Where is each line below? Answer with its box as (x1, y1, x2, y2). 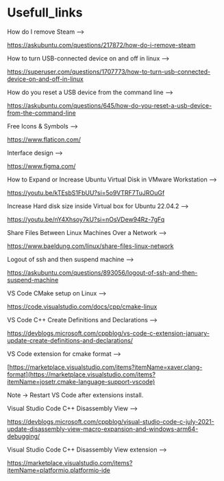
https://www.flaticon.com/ (7, 135, 81, 144)
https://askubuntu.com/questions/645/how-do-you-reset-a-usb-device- (7, 101, 212, 109)
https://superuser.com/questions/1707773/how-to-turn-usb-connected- (7, 67, 211, 76)
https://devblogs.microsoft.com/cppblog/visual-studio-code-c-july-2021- (7, 417, 214, 425)
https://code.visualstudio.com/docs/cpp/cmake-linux (7, 302, 158, 311)
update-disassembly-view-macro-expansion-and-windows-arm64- (7, 425, 199, 433)
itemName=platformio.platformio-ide (7, 466, 111, 474)
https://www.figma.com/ (7, 161, 76, 170)
